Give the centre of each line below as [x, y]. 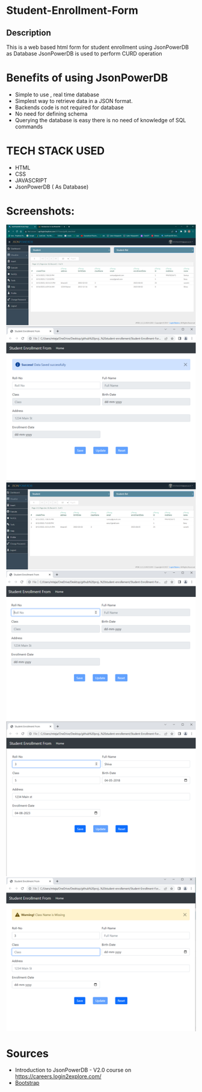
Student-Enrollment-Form [72, 11]
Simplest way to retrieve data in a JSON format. [74, 101]
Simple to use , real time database [57, 95]
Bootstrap [27, 1083]
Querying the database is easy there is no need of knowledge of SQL [100, 120]
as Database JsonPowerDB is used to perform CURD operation [84, 54]
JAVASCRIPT [31, 180]
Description [29, 33]
